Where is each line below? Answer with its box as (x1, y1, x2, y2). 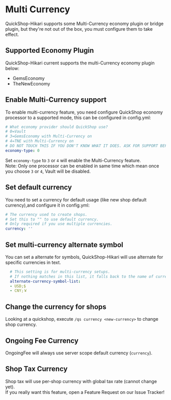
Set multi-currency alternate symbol (5, 240, 124, 249)
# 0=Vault (5, 129, 26, 134)
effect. (5, 31, 19, 37)
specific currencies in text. (5, 259, 61, 265)
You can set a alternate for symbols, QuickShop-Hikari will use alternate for (5, 254, 163, 260)
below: (5, 65, 19, 71)
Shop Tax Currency (5, 365, 68, 373)
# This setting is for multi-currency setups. (10, 269, 110, 274)
